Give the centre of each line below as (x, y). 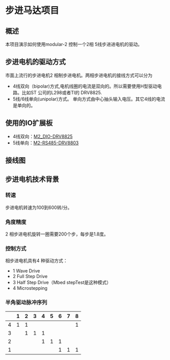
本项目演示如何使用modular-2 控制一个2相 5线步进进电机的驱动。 (74, 44)
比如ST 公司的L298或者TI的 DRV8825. (62, 92)
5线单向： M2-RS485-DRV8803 (46, 143)
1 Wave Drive (26, 271)
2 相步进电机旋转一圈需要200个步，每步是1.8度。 (57, 234)
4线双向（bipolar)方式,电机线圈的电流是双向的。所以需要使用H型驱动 (85, 86)
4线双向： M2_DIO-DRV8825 (43, 136)
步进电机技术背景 (32, 179)
